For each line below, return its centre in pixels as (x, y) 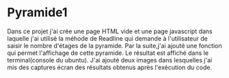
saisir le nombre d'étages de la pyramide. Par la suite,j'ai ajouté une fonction (114, 45)
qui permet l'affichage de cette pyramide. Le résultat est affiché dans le (108, 53)
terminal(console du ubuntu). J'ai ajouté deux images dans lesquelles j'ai (110, 60)
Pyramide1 (37, 13)
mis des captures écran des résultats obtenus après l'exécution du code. (110, 67)
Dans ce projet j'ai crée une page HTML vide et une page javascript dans (110, 31)
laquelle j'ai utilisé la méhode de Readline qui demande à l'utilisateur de (108, 38)
